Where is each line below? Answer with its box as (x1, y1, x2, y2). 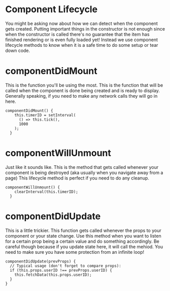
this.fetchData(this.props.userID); (14, 272, 92, 277)
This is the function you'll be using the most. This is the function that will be (5, 82, 163, 88)
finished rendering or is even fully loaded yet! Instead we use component (5, 37, 158, 43)
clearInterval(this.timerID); (14, 189, 79, 194)
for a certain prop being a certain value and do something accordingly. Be (5, 238, 160, 244)
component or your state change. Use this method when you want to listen (5, 232, 161, 239)
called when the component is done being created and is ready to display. (5, 88, 160, 94)
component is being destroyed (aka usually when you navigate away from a (5, 169, 163, 176)
